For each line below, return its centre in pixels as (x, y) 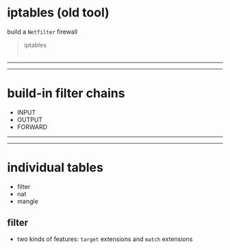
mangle (28, 201)
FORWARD (32, 127)
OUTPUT (30, 120)
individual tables (55, 167)
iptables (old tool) (58, 13)
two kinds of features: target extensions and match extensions (105, 239)
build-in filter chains (66, 93)
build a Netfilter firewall (42, 32)
